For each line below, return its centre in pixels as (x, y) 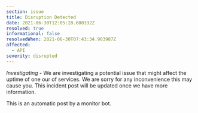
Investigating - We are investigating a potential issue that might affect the (96, 73)
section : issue (25, 12)
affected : (19, 45)
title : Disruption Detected (41, 17)
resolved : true (25, 28)
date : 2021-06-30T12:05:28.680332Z (51, 23)
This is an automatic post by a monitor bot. (59, 103)
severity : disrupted (32, 56)
